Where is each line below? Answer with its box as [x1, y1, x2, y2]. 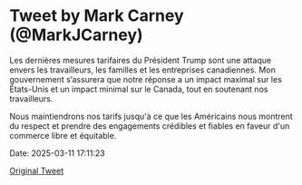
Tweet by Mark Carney [9, 5, 184, 26]
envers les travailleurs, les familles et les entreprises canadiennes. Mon [9, 64, 277, 75]
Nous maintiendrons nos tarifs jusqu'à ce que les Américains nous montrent [9, 111, 293, 122]
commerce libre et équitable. [9, 130, 117, 141]
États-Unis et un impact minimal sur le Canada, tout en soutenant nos [9, 83, 268, 94]
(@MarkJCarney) [9, 24, 143, 45]
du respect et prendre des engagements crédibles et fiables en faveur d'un [9, 120, 290, 131]
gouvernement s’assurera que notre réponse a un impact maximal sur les [9, 73, 283, 84]
